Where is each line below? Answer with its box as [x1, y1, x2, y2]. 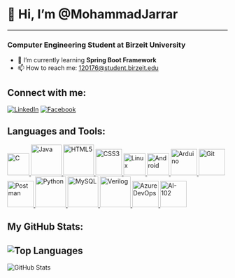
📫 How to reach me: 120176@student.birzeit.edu [17, 64, 159, 72]
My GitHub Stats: [7, 221, 84, 233]
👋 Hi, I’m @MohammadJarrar [7, 6, 178, 22]
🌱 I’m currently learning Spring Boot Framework [17, 56, 157, 64]
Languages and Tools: [7, 125, 106, 137]
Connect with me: [7, 87, 87, 99]
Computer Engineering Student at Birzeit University [7, 40, 186, 50]
